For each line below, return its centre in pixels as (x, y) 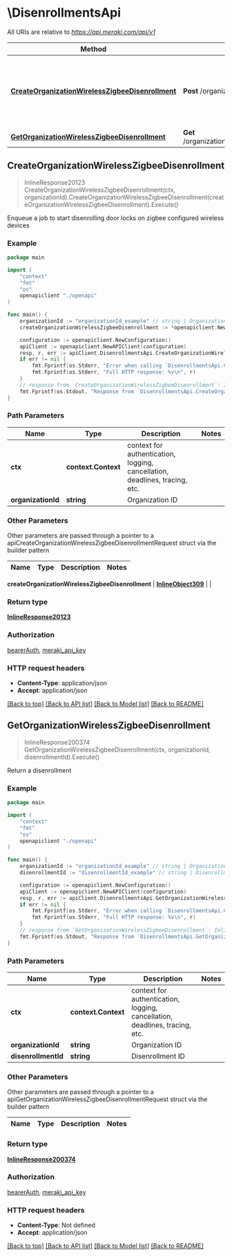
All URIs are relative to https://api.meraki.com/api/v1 (81, 32)
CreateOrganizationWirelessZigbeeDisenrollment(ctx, (100, 190)
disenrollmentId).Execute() (62, 757)
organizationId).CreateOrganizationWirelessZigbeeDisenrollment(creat (124, 197)
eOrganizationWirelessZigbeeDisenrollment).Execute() (101, 204)
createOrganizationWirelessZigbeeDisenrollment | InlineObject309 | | (109, 584)
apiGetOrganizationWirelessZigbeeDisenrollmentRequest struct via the (107, 1099)
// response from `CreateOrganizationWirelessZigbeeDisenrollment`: (120, 385)
